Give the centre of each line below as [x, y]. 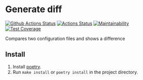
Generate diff [34, 9]
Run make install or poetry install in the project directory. [75, 72]
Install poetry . [27, 66]
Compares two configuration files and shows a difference [65, 38]
